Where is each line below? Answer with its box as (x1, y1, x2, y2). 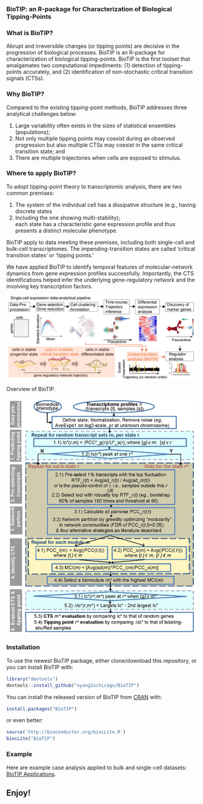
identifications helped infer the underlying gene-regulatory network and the (6, 276, 195, 283)
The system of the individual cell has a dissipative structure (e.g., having (15, 201, 196, 208)
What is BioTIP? (6, 28, 53, 37)
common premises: (6, 189, 55, 196)
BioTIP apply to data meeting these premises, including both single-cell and (6, 238, 195, 246)
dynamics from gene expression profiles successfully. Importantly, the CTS (6, 269, 194, 277)
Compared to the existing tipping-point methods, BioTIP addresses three (6, 104, 187, 111)
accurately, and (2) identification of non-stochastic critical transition (23, 69, 193, 76)
